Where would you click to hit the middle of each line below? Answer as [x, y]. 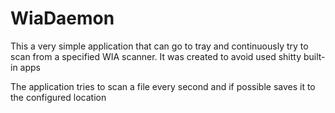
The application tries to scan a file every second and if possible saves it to [163, 86]
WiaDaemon [62, 18]
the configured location [58, 97]
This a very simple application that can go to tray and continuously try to [159, 46]
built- [314, 56]
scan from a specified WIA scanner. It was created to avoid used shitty [156, 56]
